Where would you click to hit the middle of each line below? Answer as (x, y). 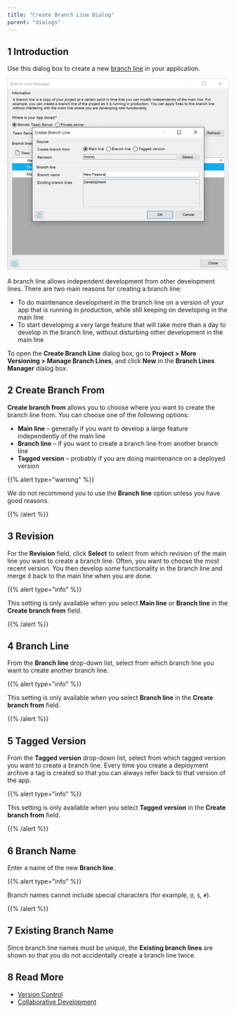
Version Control (40, 994)
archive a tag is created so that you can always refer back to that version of (117, 773)
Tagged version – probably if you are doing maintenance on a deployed (122, 458)
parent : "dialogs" (34, 22)
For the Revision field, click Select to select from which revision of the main (117, 553)
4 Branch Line (38, 646)
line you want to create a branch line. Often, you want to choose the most (113, 561)
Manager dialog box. (38, 368)
